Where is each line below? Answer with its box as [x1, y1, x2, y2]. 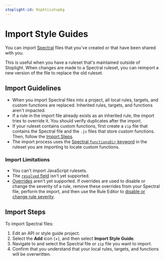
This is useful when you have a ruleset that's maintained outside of [5, 59, 140, 65]
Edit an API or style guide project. [12, 231, 80, 236]
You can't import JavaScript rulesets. [12, 168, 87, 174]
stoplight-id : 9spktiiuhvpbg [5, 7, 65, 12]
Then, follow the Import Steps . [12, 134, 74, 140]
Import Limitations [5, 156, 50, 163]
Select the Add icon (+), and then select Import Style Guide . [12, 235, 135, 241]
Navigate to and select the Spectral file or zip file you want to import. [12, 241, 152, 247]
